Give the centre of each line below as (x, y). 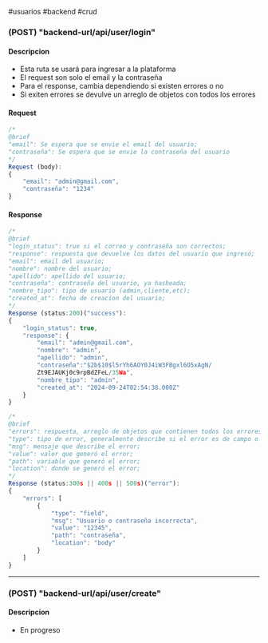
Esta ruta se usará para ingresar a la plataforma (98, 69)
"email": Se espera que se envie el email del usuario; (103, 145)
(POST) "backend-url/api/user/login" (82, 32)
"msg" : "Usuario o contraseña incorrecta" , (124, 521)
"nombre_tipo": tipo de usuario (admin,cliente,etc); (100, 291)
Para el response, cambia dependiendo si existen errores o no (122, 86)
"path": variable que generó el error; (75, 461)
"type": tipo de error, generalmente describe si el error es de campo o (134, 439)
